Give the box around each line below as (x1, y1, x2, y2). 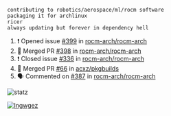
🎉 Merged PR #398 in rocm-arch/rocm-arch (16, 47, 141, 55)
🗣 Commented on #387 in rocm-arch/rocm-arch (16, 72, 156, 80)
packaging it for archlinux (7, 12, 88, 19)
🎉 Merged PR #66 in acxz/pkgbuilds (16, 65, 119, 72)
